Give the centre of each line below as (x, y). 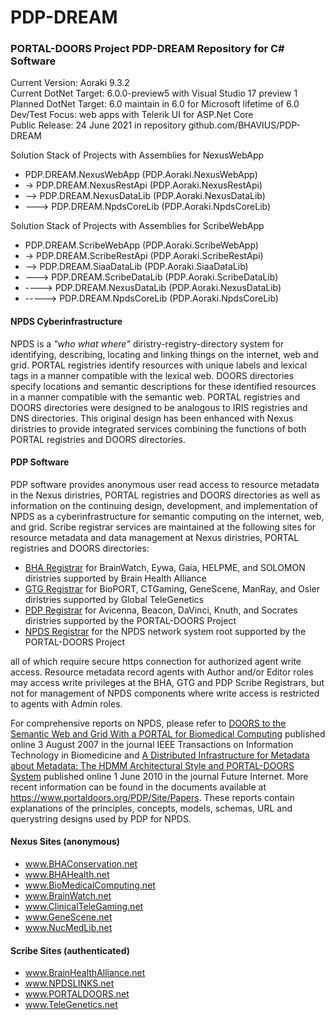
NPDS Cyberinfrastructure (66, 322)
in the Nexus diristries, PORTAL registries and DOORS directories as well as (165, 495)
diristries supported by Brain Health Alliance (115, 578)
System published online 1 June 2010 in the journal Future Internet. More (159, 776)
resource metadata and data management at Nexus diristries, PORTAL (155, 537)
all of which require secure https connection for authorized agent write (156, 661)
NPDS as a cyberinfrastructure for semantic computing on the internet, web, (167, 516)
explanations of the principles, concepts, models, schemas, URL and (151, 808)
